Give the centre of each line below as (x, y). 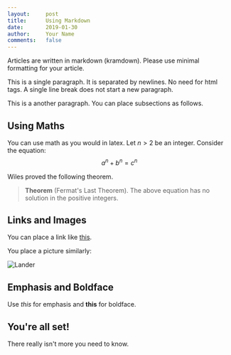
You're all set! (38, 327)
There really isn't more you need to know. (68, 344)
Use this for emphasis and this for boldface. (72, 304)
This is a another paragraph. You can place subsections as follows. (106, 103)
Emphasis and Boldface (60, 287)
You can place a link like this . (50, 237)
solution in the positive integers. (71, 198)
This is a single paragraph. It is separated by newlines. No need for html (113, 82)
